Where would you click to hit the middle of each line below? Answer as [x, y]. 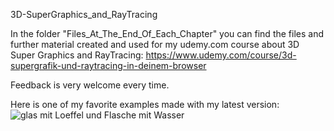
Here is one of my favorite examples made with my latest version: [145, 104]
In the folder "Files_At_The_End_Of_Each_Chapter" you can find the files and [167, 33]
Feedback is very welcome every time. [90, 85]
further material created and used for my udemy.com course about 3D [155, 44]
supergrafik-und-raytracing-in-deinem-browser [108, 65]
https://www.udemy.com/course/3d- [221, 55]
